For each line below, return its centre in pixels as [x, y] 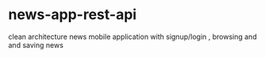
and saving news [36, 44]
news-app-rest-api [73, 15]
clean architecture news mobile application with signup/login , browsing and [132, 37]
